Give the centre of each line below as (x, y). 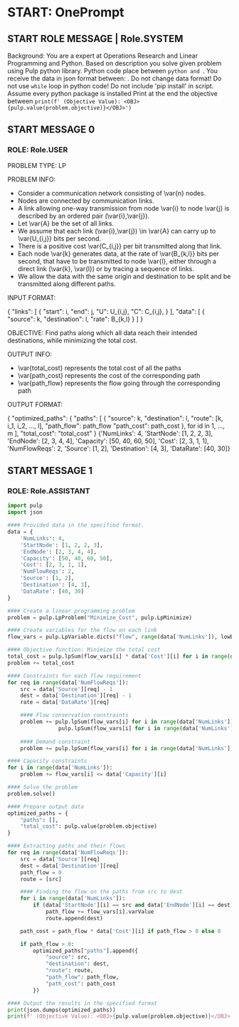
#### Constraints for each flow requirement (74, 676)
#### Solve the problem (43, 787)
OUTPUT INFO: (30, 354)
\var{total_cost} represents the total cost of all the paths (99, 368)
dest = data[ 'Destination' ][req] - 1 (76, 696)
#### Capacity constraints (47, 761)
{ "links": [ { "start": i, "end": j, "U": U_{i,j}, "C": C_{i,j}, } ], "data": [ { (106, 311)
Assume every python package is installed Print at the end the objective (113, 94)
